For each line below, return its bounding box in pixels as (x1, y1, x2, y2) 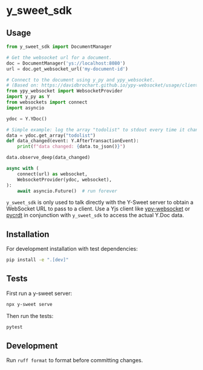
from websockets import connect (6, 99, 88, 105)
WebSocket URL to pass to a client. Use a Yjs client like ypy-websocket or (6, 205, 190, 212)
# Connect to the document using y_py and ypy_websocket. (6, 77, 155, 83)
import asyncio (6, 105, 45, 111)
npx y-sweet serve (6, 301, 53, 307)
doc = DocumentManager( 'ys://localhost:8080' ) (6, 60, 126, 67)
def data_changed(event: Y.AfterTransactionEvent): (6, 138, 139, 144)
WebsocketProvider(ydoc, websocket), (17, 177, 112, 183)
